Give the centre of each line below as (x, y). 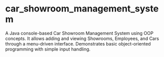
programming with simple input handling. (48, 49)
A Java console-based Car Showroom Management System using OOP (79, 33)
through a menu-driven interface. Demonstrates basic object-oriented (78, 43)
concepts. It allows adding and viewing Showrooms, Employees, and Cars (82, 38)
